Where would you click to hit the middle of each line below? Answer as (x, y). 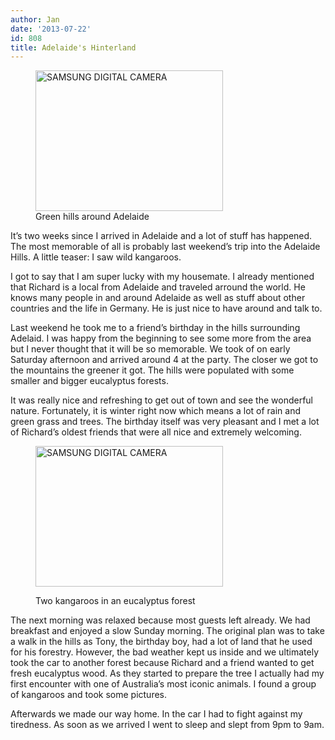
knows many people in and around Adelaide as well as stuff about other (158, 298)
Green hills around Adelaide (92, 217)
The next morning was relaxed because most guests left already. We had (160, 620)
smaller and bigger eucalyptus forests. (89, 381)
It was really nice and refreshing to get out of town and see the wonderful (162, 400)
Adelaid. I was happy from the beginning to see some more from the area (161, 338)
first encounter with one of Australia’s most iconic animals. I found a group (163, 684)
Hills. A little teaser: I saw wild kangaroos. (96, 257)
